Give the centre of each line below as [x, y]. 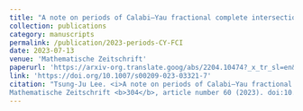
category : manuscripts [52, 34]
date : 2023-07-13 [42, 51]
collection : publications [58, 26]
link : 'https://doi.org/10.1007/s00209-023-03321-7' [110, 76]
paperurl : [28, 68]
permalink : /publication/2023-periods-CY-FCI [96, 43]
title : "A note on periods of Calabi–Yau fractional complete [129, 17]
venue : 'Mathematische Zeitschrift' [78, 59]
